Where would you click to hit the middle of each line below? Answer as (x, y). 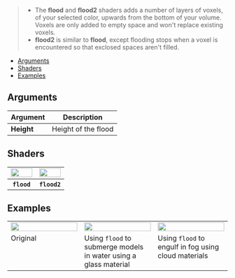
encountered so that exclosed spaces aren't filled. (107, 47)
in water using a (110, 256)
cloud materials (183, 256)
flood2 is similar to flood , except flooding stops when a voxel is (126, 40)
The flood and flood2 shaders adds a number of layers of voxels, (129, 10)
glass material (107, 265)
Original (24, 238)
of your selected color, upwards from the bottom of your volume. (128, 17)
